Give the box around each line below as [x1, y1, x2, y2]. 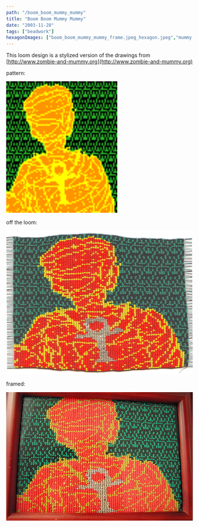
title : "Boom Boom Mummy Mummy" [6, 15, 86, 22]
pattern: [6, 70, 25, 77]
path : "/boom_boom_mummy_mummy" [6, 10, 86, 15]
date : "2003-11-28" [6, 22, 54, 28]
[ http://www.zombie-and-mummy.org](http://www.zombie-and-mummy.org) [6, 58, 193, 65]
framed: [6, 380, 25, 387]
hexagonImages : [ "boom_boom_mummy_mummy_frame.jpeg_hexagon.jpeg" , [6, 34, 176, 41]
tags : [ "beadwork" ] [6, 29, 54, 34]
